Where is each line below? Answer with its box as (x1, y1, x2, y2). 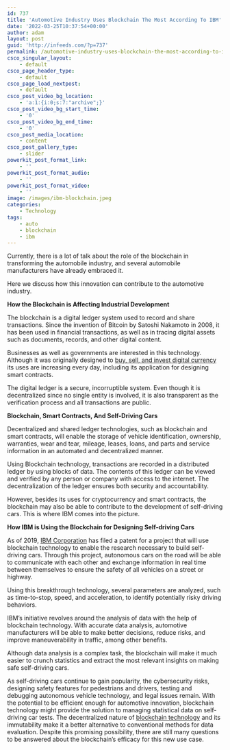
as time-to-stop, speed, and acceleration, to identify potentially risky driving (7, 594, 222, 602)
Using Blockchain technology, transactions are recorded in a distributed (7, 460, 209, 468)
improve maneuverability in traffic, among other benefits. (7, 636, 168, 644)
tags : (7, 214, 23, 221)
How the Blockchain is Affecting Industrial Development (7, 300, 170, 309)
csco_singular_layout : (7, 55, 72, 62)
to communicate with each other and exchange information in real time (7, 558, 207, 566)
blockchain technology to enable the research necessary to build (7, 544, 190, 552)
